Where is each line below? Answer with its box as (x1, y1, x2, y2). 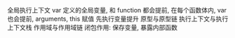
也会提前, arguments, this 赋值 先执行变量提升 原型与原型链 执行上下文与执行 (7, 15, 229, 23)
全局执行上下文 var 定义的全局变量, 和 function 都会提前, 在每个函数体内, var (7, 6, 227, 14)
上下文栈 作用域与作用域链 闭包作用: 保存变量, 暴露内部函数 (7, 23, 177, 31)
